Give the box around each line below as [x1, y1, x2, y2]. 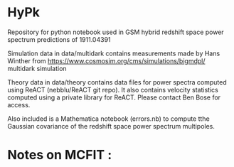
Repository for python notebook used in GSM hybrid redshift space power [7, 28, 224, 36]
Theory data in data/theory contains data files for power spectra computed [7, 77, 227, 86]
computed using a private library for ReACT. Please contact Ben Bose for [7, 93, 221, 102]
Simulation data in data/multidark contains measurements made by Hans [7, 49, 220, 58]
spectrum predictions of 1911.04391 [7, 35, 112, 43]
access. [7, 100, 31, 109]
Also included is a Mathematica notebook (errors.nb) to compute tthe [7, 114, 210, 123]
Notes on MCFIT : [7, 147, 112, 163]
